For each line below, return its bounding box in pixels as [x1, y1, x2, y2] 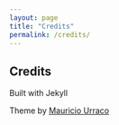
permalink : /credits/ [9, 30, 91, 39]
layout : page [9, 13, 59, 23]
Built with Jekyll [9, 88, 69, 99]
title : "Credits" [9, 22, 75, 31]
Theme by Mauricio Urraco [9, 105, 110, 116]
